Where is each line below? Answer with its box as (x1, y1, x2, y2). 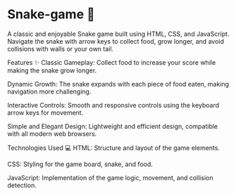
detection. (7, 181, 37, 189)
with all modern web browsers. (7, 130, 97, 138)
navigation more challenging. (7, 87, 92, 96)
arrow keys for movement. (7, 108, 84, 117)
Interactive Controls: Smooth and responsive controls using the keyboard (7, 101, 220, 109)
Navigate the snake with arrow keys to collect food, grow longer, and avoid (7, 37, 224, 45)
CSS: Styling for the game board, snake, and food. (7, 160, 154, 168)
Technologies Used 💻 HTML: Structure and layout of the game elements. (7, 144, 221, 152)
